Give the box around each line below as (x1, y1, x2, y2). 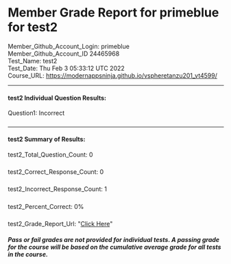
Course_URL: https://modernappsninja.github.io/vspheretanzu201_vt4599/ (8, 71, 218, 80)
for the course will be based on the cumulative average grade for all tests (8, 243, 221, 251)
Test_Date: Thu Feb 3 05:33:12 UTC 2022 (8, 64, 125, 72)
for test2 (8, 19, 58, 35)
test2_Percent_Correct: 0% (8, 202, 84, 210)
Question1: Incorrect (8, 109, 64, 118)
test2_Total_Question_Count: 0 (8, 150, 93, 159)
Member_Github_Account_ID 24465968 (8, 49, 120, 58)
